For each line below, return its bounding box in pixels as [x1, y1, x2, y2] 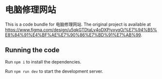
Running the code [5, 46, 60, 54]
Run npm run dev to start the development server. [5, 68, 103, 74]
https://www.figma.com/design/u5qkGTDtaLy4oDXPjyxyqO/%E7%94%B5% [5, 27, 158, 32]
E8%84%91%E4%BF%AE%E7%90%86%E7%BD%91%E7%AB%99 [5, 32, 141, 38]
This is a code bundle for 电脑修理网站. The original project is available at [5, 21, 151, 27]
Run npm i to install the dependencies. [5, 59, 81, 64]
